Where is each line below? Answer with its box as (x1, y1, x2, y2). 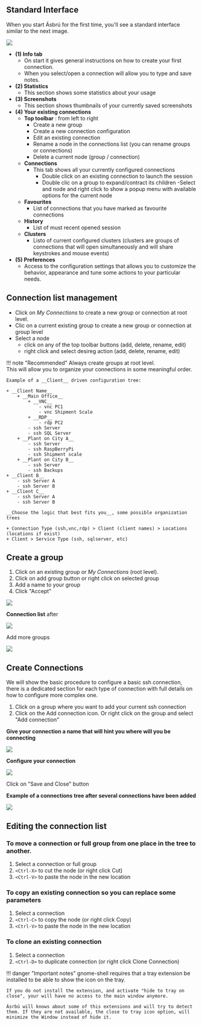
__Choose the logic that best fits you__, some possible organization (6, 509, 188, 516)
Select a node (14, 334, 50, 342)
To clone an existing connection (6, 937, 102, 946)
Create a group (6, 553, 64, 563)
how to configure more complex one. (6, 692, 98, 699)
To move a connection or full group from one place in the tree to (6, 839, 196, 847)
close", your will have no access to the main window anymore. (6, 993, 169, 999)
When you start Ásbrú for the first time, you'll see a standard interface (6, 21, 180, 28)
